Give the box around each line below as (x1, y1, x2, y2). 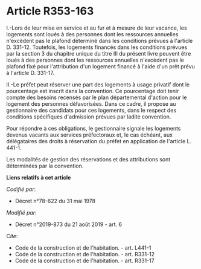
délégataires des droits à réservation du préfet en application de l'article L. (6, 137, 192, 144)
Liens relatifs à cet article (6, 173, 71, 181)
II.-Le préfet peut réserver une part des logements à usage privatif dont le (6, 80, 190, 88)
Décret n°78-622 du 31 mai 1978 (14, 197, 95, 204)
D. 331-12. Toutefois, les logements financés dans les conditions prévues (6, 44, 188, 51)
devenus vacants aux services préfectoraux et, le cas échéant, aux (6, 131, 173, 138)
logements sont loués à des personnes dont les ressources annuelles (6, 30, 179, 37)
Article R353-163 (6, 4, 94, 18)
